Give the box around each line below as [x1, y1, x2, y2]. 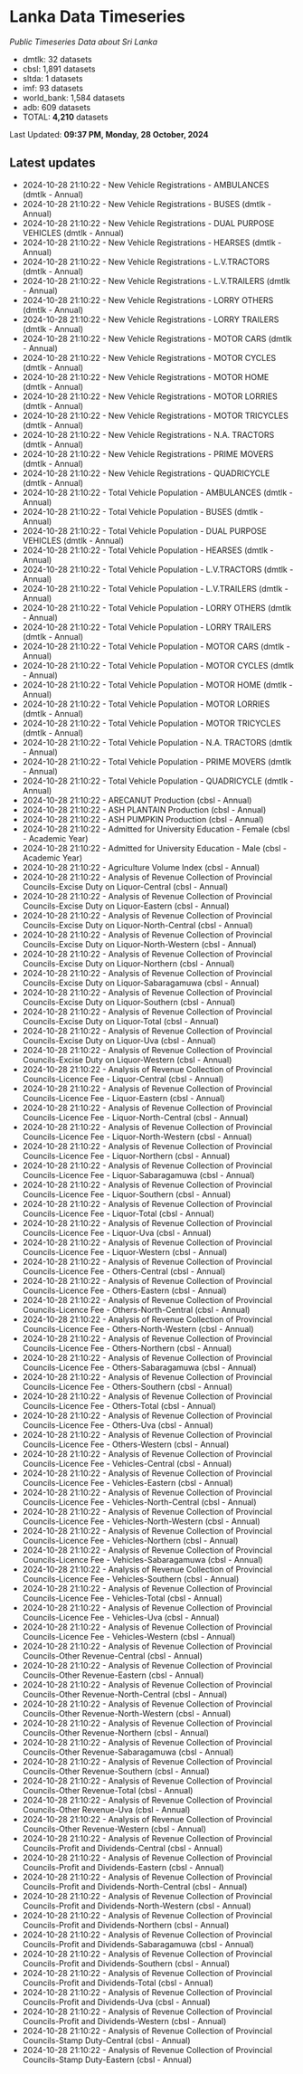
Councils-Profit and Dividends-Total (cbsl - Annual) [22, 1977, 214, 1988]
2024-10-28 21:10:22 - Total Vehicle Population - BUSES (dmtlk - [22, 506, 264, 517]
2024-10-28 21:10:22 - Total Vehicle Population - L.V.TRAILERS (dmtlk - [22, 583, 289, 594]
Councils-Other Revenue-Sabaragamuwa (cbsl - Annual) [22, 1746, 234, 1757]
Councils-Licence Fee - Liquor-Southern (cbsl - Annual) [22, 1188, 232, 1200]
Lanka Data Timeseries [9, 6, 185, 27]
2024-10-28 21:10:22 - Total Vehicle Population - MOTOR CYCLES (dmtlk [22, 660, 294, 671]
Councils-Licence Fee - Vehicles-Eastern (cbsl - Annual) [22, 1477, 233, 1488]
